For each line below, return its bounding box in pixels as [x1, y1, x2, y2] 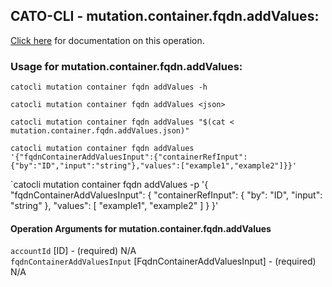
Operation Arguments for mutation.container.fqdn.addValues [10, 222, 272, 234]
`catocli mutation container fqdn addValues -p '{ [10, 179, 209, 191]
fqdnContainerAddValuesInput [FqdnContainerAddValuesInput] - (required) [10, 255, 317, 268]
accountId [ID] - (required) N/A [10, 245, 137, 257]
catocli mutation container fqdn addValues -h [10, 82, 208, 93]
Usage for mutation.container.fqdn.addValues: [10, 59, 243, 73]
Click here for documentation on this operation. [10, 34, 205, 46]
